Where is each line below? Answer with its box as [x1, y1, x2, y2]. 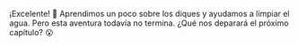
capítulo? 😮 [9, 27, 54, 37]
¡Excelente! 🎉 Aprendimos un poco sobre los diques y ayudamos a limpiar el [9, 9, 290, 19]
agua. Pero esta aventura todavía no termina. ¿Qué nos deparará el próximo [9, 18, 289, 28]
